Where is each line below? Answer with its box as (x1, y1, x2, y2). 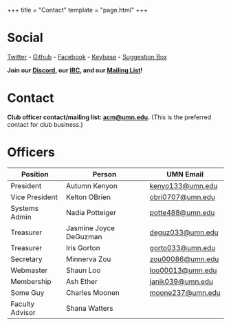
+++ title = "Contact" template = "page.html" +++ (7, 6, 148, 14)
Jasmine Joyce (66, 223, 115, 233)
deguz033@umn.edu (149, 227, 219, 237)
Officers (7, 145, 55, 161)
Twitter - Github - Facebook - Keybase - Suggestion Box (7, 52, 167, 61)
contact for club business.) (7, 120, 84, 128)
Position (21, 169, 49, 179)
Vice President (10, 192, 58, 202)
